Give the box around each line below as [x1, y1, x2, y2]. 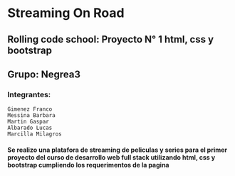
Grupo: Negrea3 [7, 68, 80, 80]
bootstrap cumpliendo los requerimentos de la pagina [7, 160, 169, 169]
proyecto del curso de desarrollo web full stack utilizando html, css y [7, 153, 216, 161]
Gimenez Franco [7, 106, 53, 113]
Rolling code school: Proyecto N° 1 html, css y [7, 33, 214, 45]
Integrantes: [7, 89, 51, 99]
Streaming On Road [7, 5, 125, 21]
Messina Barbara [7, 112, 56, 119]
